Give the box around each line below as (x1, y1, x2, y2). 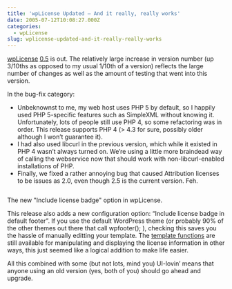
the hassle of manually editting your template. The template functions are (7, 232, 215, 240)
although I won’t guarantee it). (17, 132, 104, 141)
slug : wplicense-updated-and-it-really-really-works (7, 36, 162, 43)
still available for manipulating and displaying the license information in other (7, 239, 225, 247)
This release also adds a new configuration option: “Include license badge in (7, 210, 225, 218)
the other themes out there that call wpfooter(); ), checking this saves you (7, 224, 217, 232)
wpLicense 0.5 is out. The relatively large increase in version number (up (7, 54, 214, 63)
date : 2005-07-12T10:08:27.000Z (7, 17, 100, 23)
